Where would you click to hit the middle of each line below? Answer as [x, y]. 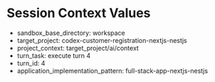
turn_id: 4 [31, 63]
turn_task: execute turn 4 [54, 56]
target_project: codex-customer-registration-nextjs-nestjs [102, 40]
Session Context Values [79, 13]
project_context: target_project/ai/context [78, 48]
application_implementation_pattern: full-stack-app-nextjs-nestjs [112, 71]
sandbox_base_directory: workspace [71, 33]
